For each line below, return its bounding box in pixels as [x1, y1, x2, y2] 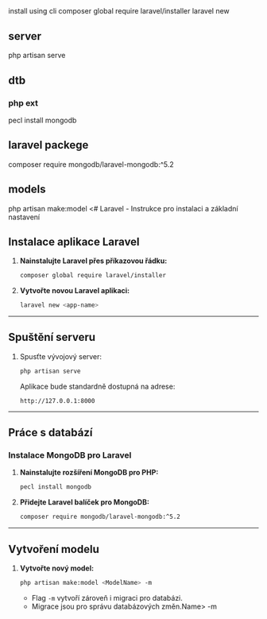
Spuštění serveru [8, 331, 96, 344]
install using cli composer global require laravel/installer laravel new [8, 6, 230, 16]
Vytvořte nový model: [19, 563, 94, 573]
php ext [8, 97, 38, 108]
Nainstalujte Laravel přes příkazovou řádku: [19, 256, 168, 265]
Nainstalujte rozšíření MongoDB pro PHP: [19, 468, 159, 478]
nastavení [8, 212, 41, 222]
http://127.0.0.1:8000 [19, 397, 95, 404]
